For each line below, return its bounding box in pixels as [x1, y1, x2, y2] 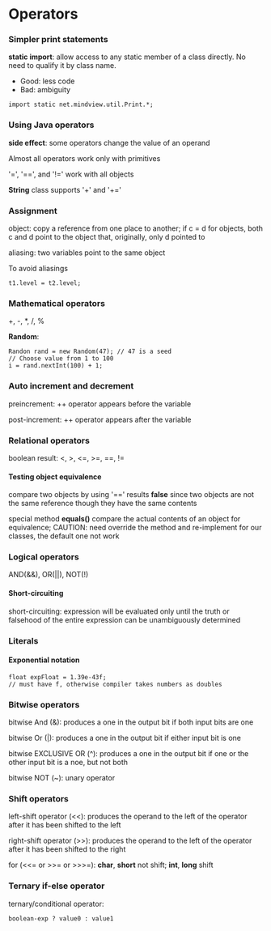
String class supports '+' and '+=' [8, 185, 121, 194]
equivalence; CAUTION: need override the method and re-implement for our [8, 523, 262, 533]
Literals [8, 635, 39, 646]
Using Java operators [8, 119, 95, 130]
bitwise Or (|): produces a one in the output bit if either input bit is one [8, 733, 241, 743]
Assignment [8, 205, 58, 216]
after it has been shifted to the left [8, 820, 121, 830]
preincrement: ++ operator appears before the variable [8, 398, 192, 409]
